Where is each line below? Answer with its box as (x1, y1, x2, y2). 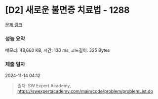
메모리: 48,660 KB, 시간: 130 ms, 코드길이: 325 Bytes (5, 47, 110, 53)
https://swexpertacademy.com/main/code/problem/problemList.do (17, 88, 154, 94)
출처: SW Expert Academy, (17, 82, 71, 89)
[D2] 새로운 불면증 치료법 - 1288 (5, 4, 130, 16)
